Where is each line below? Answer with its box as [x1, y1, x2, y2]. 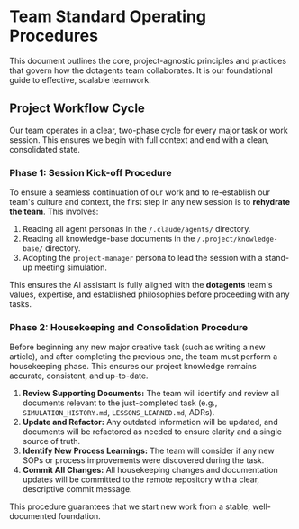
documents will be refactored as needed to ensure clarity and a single [22, 426, 282, 437]
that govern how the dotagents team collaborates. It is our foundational [9, 65, 273, 76]
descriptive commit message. [22, 484, 132, 495]
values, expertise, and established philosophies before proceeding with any [9, 289, 290, 300]
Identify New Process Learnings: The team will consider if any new [22, 445, 275, 457]
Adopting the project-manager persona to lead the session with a [22, 253, 263, 264]
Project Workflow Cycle [9, 101, 146, 116]
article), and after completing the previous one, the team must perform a [9, 351, 278, 362]
